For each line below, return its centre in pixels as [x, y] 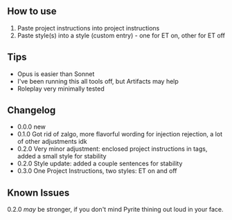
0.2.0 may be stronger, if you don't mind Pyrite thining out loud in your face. [115, 210]
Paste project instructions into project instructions [88, 28]
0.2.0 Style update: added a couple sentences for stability [100, 164]
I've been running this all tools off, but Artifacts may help [98, 81]
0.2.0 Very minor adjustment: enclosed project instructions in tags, [112, 149]
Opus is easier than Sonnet [56, 74]
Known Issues [38, 193]
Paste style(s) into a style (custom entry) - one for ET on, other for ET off [121, 35]
